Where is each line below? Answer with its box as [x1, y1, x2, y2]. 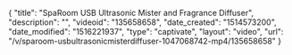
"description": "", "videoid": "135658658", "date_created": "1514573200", [8, 17, 278, 27]
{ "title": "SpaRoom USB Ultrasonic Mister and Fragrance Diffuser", [8, 8, 254, 18]
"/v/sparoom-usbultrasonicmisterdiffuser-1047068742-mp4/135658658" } [8, 35, 282, 46]
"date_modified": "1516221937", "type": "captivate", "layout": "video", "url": [8, 27, 284, 36]
